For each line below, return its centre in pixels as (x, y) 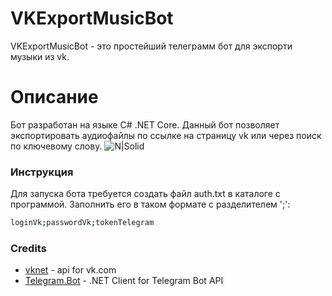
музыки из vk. (40, 56)
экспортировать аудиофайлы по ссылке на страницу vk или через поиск (166, 135)
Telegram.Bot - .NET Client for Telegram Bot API (124, 281)
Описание (54, 97)
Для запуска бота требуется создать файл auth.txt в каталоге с (145, 194)
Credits (28, 248)
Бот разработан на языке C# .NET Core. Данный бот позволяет (145, 124)
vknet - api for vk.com (70, 270)
